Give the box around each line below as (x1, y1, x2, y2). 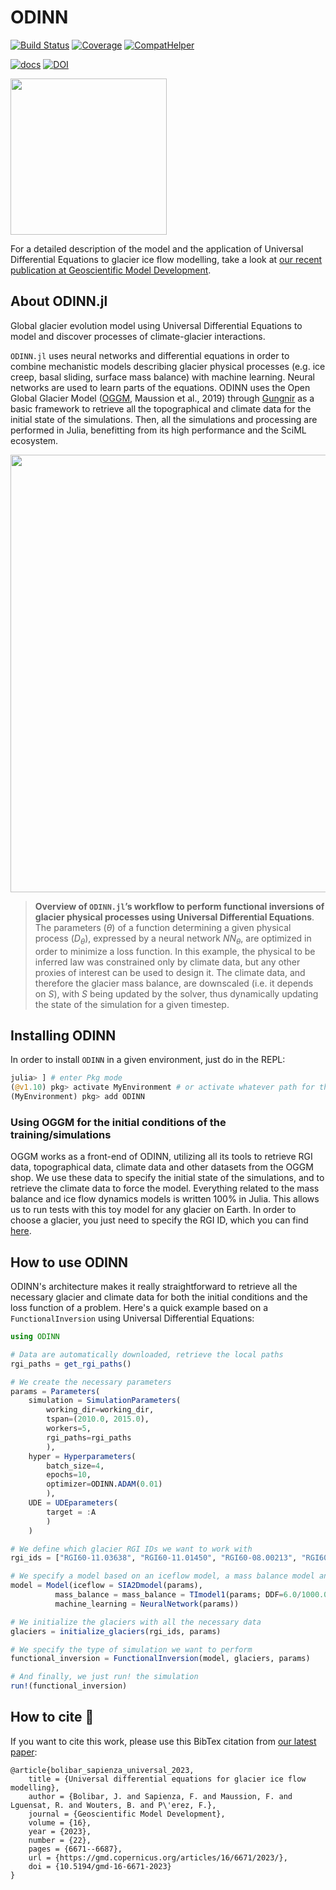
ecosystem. (10, 434, 59, 446)
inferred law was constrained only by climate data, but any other (34, 956, 301, 968)
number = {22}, (28, 1835, 92, 1845)
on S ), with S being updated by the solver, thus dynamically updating (34, 987, 319, 1000)
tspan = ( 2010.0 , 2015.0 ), (46, 1414, 150, 1425)
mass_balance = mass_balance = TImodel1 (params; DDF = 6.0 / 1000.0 (54, 1590, 329, 1600)
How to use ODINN (10, 1254, 129, 1271)
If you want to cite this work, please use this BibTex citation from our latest (10, 1735, 317, 1747)
